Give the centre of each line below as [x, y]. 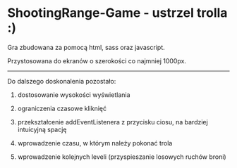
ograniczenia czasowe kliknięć [62, 108]
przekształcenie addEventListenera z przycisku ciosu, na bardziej [113, 122]
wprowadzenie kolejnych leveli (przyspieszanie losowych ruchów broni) [122, 157]
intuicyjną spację [42, 129]
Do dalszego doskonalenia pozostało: [62, 81]
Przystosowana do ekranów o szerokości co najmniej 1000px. [97, 60]
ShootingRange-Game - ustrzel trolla [117, 13]
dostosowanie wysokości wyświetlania [74, 95]
